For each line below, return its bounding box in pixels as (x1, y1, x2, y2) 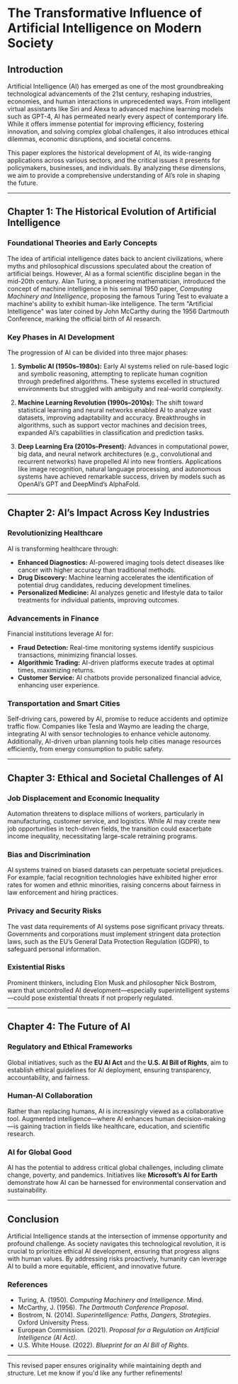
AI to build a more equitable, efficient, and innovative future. (7, 1261, 183, 1270)
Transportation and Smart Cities (7, 698, 120, 708)
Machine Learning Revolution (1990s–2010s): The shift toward (17, 398, 204, 407)
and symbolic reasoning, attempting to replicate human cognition (17, 369, 208, 378)
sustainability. (7, 1186, 47, 1195)
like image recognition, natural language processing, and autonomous (17, 464, 222, 473)
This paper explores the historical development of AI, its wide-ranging (7, 149, 212, 157)
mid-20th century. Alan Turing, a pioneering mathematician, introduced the (7, 276, 226, 285)
